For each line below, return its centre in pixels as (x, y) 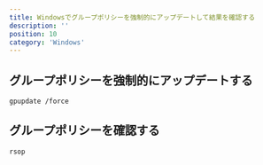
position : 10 (33, 34)
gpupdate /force (39, 102)
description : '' (39, 26)
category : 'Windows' (47, 42)
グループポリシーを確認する (85, 131)
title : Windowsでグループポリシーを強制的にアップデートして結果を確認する (132, 17)
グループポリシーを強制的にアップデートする (131, 80)
